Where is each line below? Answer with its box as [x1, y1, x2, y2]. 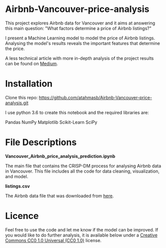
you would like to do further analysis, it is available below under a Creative [5, 232, 158, 238]
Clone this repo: [5, 94, 38, 100]
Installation [5, 78, 53, 89]
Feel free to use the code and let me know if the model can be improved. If [5, 227, 159, 233]
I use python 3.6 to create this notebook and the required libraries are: [5, 109, 149, 115]
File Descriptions [5, 137, 77, 148]
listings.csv [5, 183, 30, 189]
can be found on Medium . [5, 60, 58, 66]
